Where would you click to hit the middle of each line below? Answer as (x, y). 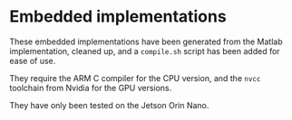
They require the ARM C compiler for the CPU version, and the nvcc (135, 78)
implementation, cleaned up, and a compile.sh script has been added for (145, 51)
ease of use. (33, 60)
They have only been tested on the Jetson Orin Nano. (109, 105)
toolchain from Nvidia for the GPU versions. (91, 88)
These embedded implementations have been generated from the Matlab (146, 42)
